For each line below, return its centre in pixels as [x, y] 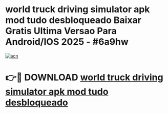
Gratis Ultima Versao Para [61, 31]
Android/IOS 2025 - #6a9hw [67, 42]
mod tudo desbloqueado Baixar [73, 20]
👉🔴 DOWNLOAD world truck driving [84, 78]
